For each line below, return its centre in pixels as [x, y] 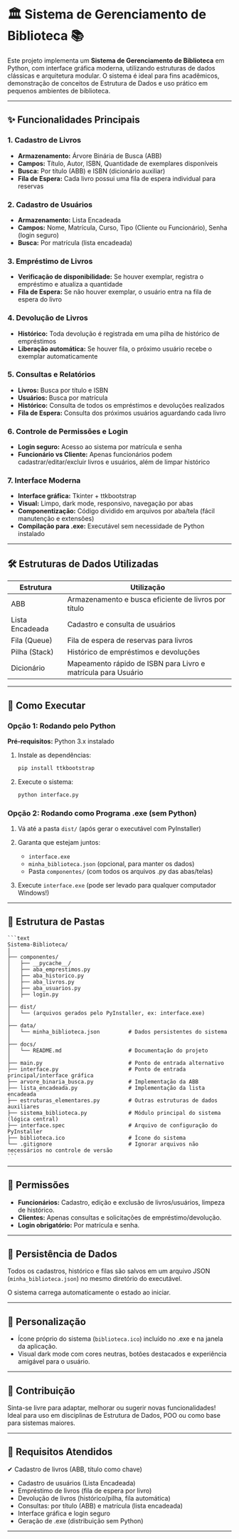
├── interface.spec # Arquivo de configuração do [113, 1125]
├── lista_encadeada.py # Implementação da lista [106, 1088]
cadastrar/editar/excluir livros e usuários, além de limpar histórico [114, 462]
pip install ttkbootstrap [56, 768]
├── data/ [22, 1025]
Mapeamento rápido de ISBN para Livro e [136, 664]
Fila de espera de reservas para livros [130, 641]
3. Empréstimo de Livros [50, 261]
